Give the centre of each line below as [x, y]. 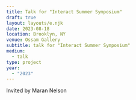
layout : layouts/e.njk [35, 23]
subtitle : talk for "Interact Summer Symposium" [68, 46]
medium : [16, 51]
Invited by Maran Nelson [37, 90]
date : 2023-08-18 [28, 29]
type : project [24, 62]
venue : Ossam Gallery [33, 40]
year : [13, 68]
